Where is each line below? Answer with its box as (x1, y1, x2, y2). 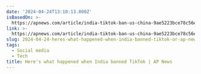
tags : (6, 42, 20, 48)
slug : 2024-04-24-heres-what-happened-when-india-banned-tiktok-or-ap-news (6, 36, 199, 42)
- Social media (11, 48, 50, 54)
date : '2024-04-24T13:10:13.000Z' (6, 8, 93, 15)
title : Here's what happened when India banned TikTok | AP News (6, 58, 172, 64)
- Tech (11, 53, 28, 59)
